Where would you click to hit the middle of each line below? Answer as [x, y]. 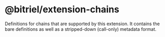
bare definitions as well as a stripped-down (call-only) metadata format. [81, 29]
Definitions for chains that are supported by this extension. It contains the [82, 24]
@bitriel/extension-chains [62, 10]
